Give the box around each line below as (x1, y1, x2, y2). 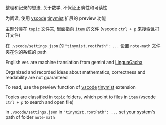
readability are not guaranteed (5, 75, 68, 80)
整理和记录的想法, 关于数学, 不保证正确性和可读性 (5, 5, 107, 10)
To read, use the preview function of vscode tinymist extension (5, 84, 136, 90)
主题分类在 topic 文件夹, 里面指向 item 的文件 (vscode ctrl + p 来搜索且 (5, 26, 155, 32)
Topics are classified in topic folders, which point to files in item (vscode (5, 94, 156, 100)
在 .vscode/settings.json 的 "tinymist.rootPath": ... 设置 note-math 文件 (5, 43, 161, 49)
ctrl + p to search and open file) (5, 99, 74, 105)
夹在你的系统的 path (5, 49, 47, 55)
